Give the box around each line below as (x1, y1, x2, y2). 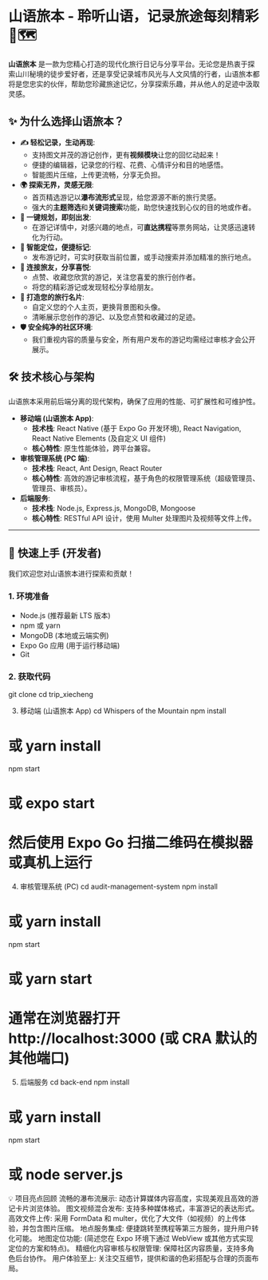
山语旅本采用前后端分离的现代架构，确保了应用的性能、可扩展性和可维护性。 (8, 396, 260, 406)
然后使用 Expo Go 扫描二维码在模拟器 (8, 834, 254, 852)
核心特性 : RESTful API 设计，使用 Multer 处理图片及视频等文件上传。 (31, 513, 257, 523)
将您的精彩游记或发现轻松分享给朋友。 (31, 282, 158, 291)
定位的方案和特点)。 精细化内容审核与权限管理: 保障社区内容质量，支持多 (8, 1243, 248, 1253)
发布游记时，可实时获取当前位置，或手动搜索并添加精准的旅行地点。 (31, 252, 256, 262)
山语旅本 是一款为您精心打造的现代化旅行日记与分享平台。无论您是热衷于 (8, 59, 248, 69)
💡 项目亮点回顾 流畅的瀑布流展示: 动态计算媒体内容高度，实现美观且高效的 (8, 1193, 252, 1203)
